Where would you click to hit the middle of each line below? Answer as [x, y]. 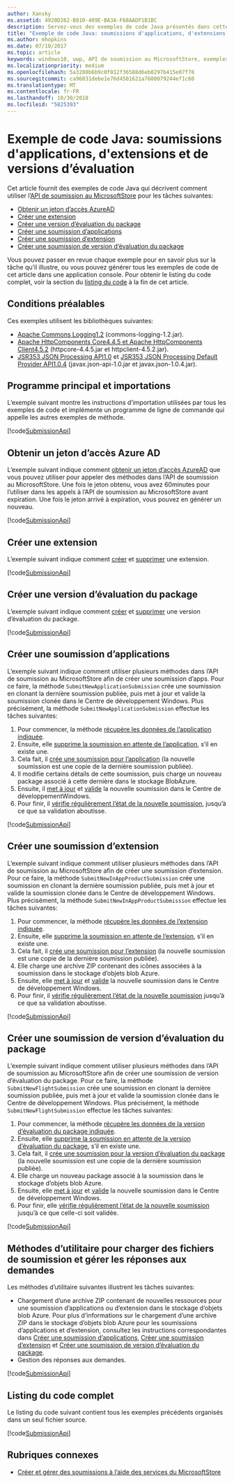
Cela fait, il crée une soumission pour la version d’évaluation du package [121, 1153]
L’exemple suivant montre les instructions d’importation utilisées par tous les [117, 403]
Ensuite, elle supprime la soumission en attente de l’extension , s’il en [116, 936]
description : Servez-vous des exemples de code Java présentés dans [109, 27]
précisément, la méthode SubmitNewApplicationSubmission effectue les [108, 708]
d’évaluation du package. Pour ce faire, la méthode [80, 1081]
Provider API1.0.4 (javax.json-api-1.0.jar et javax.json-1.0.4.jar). [107, 364]
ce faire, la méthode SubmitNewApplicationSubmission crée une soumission [114, 686]
